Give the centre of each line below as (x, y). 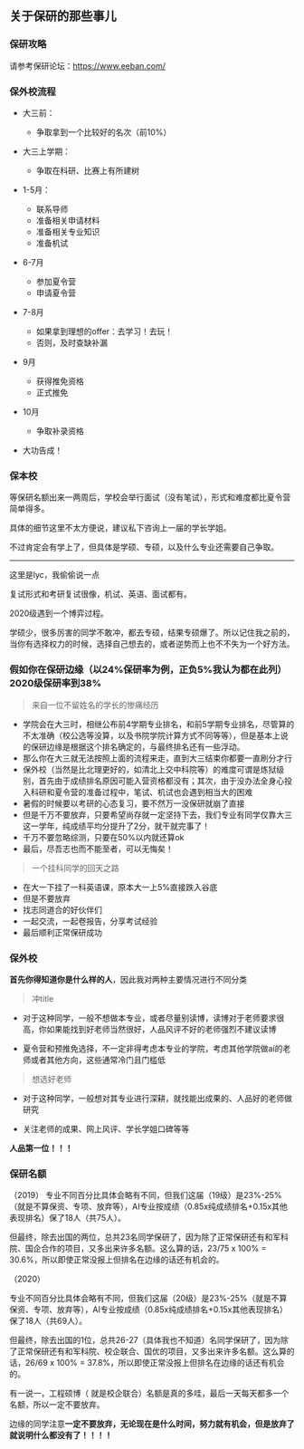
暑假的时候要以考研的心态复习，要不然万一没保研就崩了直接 (133, 803)
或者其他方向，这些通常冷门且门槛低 (98, 1060)
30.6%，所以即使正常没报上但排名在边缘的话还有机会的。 (117, 1260)
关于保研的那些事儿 (63, 16)
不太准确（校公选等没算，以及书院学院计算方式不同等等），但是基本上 (151, 735)
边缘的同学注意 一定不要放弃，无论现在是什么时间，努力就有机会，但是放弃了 (152, 1424)
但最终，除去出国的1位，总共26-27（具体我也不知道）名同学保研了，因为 (145, 1340)
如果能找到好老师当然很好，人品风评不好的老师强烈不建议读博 (161, 1029)
